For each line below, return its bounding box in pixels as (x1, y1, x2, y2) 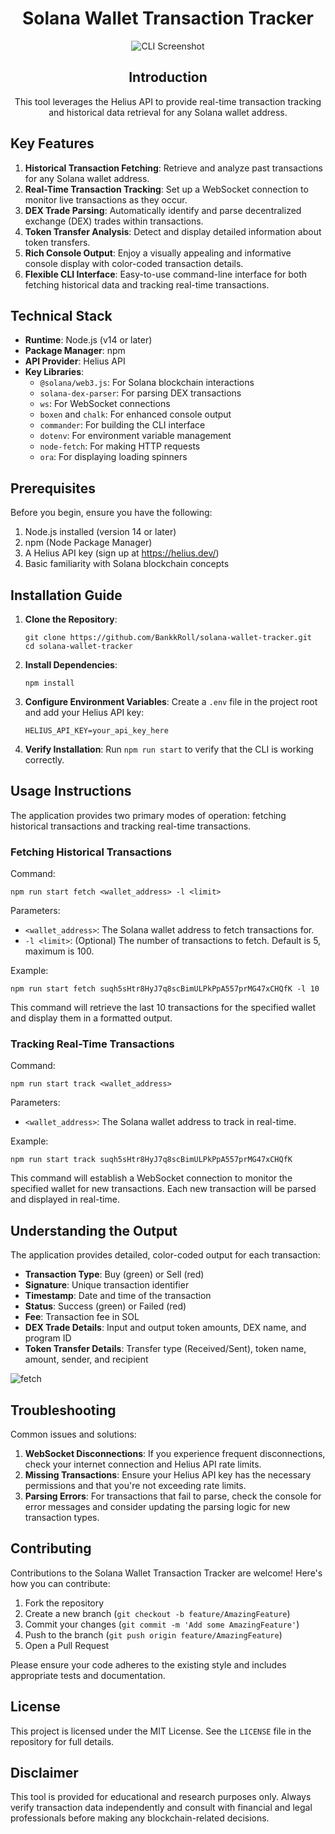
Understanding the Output (10, 1222, 178, 1239)
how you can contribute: (10, 1577, 111, 1589)
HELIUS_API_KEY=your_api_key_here (24, 726, 169, 736)
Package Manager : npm (24, 345, 126, 357)
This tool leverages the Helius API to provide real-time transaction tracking (14, 95, 322, 107)
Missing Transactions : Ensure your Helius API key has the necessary (24, 1469, 312, 1481)
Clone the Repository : (24, 613, 118, 625)
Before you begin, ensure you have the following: (10, 507, 213, 519)
